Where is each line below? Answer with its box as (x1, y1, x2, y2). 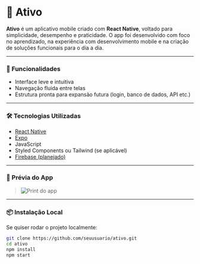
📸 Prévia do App (6, 173, 54, 182)
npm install (6, 246, 36, 253)
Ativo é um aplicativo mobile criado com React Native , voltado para (6, 25, 173, 32)
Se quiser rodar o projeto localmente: (6, 224, 98, 231)
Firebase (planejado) (14, 153, 66, 160)
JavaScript (14, 140, 42, 148)
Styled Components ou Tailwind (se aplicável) (14, 146, 127, 154)
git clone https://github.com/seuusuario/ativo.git (6, 235, 137, 241)
